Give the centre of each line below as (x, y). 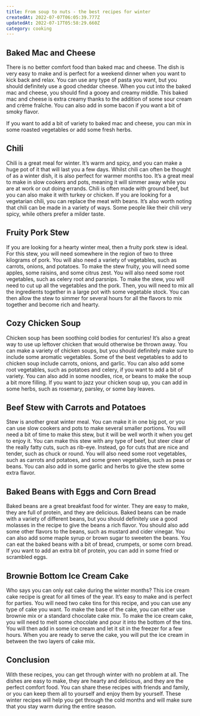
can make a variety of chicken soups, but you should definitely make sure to (100, 351)
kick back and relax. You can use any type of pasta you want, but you (92, 80)
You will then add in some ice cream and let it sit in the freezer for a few (94, 628)
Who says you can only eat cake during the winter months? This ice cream (98, 590)
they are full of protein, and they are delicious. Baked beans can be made (96, 512)
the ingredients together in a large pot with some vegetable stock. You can (98, 292)
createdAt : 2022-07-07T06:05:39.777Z (53, 17)
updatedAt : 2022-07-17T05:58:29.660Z (53, 23)
